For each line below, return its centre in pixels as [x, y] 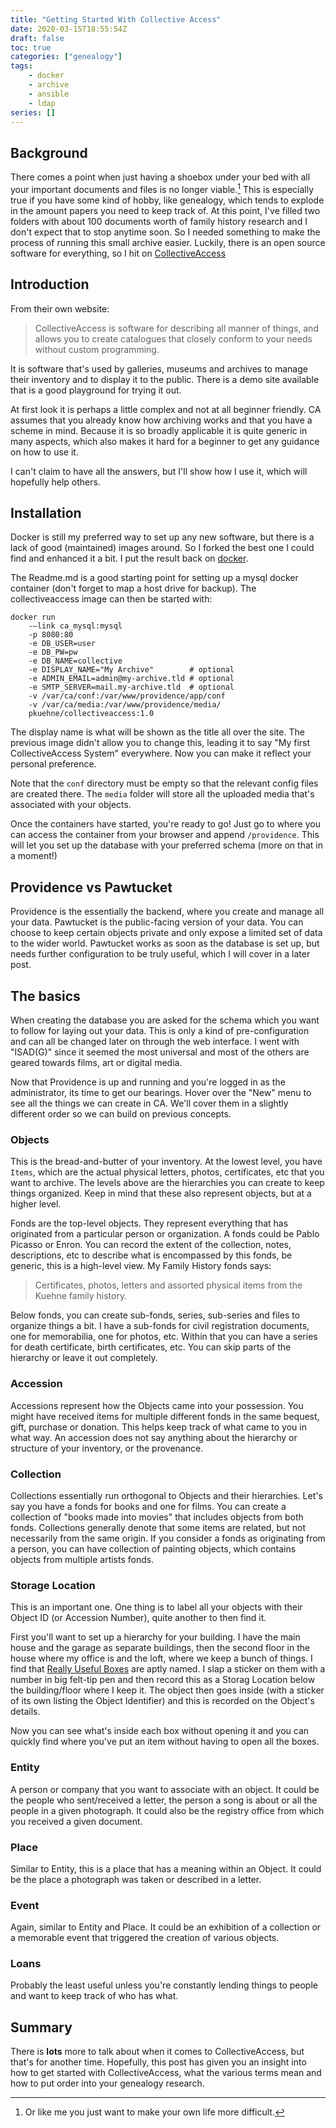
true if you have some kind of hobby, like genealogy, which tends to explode [167, 200]
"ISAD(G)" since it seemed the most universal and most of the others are [160, 1052]
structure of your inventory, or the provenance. [107, 1448]
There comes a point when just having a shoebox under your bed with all [160, 177]
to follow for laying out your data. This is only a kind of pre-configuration [160, 1031]
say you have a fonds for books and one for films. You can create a [148, 1506]
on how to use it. [44, 452]
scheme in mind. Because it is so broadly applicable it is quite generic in [159, 430]
